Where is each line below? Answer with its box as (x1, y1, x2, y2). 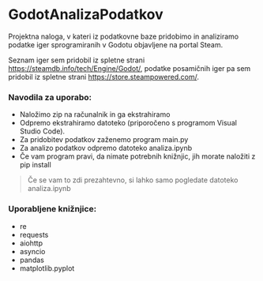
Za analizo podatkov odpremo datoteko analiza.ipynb (19, 144, 193, 153)
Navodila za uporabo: (8, 92, 92, 103)
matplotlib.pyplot (19, 263, 75, 273)
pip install (19, 160, 51, 170)
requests (19, 230, 49, 239)
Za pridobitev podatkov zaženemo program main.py (19, 135, 189, 144)
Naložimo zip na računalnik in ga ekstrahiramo (19, 110, 171, 119)
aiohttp (19, 238, 43, 248)
